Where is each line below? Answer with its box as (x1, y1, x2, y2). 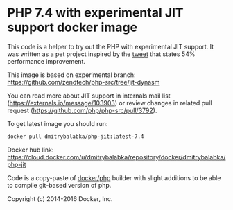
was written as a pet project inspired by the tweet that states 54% (7, 50, 196, 58)
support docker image (7, 19, 137, 35)
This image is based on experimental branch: (7, 71, 137, 79)
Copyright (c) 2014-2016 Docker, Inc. (7, 194, 113, 202)
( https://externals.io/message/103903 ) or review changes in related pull (7, 98, 212, 107)
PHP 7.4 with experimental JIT (7, 5, 184, 21)
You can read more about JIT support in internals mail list (7, 91, 171, 100)
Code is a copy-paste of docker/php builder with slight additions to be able (7, 173, 221, 182)
